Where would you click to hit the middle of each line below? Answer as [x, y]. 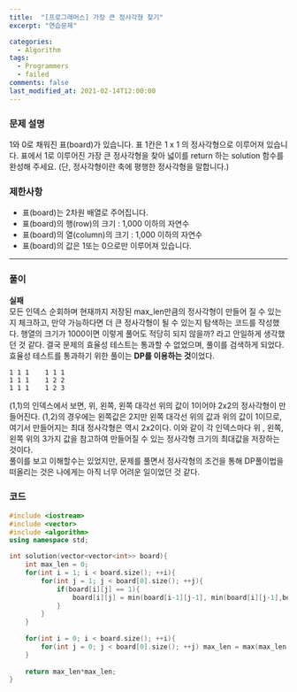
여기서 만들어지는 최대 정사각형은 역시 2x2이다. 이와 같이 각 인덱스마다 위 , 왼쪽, [147, 427]
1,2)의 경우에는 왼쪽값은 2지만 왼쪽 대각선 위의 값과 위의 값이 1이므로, [164, 416]
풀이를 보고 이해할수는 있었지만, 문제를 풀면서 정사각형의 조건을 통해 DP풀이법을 [147, 460]
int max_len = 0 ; [57, 565]
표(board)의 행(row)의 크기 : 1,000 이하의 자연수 [106, 224]
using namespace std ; [49, 541]
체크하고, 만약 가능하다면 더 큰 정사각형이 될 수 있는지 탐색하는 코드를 [137, 322]
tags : [19, 58]
